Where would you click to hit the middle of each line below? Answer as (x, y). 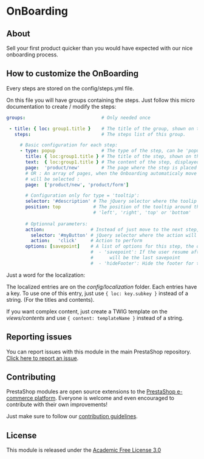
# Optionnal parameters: (56, 224)
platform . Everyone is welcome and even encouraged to (104, 398)
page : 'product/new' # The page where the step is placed (111, 168)
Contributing (31, 377)
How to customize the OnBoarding (72, 74)
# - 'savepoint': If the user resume (139, 252)
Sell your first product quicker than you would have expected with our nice (100, 48)
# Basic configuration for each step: (69, 145)
